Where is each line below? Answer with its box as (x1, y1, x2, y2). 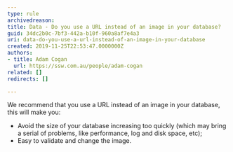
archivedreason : (7, 17, 55, 24)
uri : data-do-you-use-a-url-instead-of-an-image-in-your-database (7, 36, 206, 43)
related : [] (7, 69, 42, 76)
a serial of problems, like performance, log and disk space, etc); (17, 129, 202, 137)
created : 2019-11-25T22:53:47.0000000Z (7, 43, 124, 50)
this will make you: (7, 108, 61, 116)
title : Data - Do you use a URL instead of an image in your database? (7, 23, 221, 30)
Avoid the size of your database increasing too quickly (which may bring (17, 122, 227, 130)
